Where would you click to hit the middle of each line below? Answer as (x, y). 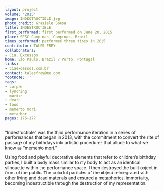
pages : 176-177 (20, 118)
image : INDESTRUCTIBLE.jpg (32, 19)
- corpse (14, 86)
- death (13, 100)
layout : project (21, 10)
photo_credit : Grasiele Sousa (36, 23)
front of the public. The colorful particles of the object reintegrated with (77, 172)
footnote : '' (18, 77)
